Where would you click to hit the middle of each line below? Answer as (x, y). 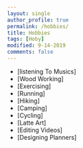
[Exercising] (34, 86)
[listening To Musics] (47, 71)
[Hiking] (28, 101)
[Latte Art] (32, 123)
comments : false (30, 52)
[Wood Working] (40, 78)
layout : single (29, 13)
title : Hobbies (29, 33)
